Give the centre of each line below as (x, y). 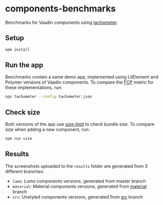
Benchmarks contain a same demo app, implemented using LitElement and (82, 77)
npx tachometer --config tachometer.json (49, 97)
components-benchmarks (60, 9)
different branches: (25, 171)
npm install (17, 50)
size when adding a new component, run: (47, 129)
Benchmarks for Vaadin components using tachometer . (62, 22)
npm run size (19, 139)
